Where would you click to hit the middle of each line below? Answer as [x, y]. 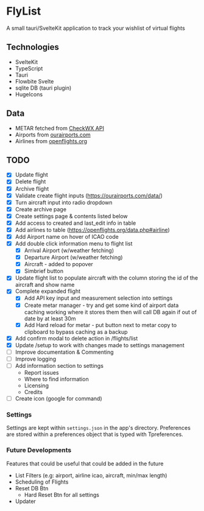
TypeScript [29, 68]
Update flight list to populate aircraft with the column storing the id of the [107, 278]
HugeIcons [29, 94]
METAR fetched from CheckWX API [60, 128]
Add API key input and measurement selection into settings [98, 298]
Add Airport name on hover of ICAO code [67, 236]
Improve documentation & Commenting [64, 352]
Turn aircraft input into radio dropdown [64, 202]
